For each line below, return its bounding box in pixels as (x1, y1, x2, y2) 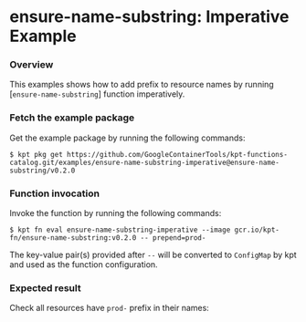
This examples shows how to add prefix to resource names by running (9, 79, 274, 90)
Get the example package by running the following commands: (9, 132, 246, 143)
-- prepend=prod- (140, 234, 206, 243)
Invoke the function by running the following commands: (9, 208, 222, 219)
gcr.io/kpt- (234, 225, 280, 234)
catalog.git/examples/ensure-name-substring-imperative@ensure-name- (9, 158, 280, 167)
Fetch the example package (9, 111, 135, 124)
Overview (9, 58, 54, 71)
